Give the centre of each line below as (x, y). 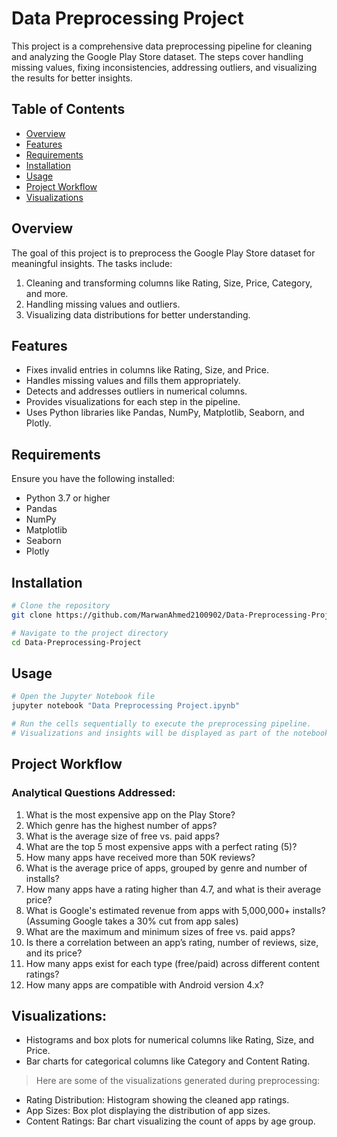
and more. (47, 293)
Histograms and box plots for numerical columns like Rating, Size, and (170, 1040)
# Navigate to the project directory (90, 633)
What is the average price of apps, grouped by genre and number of (166, 868)
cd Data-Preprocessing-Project (76, 642)
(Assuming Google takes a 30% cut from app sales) (132, 921)
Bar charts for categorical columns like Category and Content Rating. (168, 1061)
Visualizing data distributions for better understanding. (138, 314)
